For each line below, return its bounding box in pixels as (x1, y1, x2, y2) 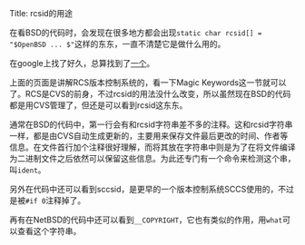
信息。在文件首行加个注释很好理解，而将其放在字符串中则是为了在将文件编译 (9, 142, 296, 152)
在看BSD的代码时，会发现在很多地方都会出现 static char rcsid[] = (9, 27, 262, 38)
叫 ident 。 (9, 164, 46, 175)
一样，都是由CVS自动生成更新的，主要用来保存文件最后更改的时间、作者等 (9, 131, 289, 141)
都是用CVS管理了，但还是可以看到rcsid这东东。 (9, 100, 188, 111)
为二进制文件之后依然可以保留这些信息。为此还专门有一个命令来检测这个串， (9, 153, 296, 163)
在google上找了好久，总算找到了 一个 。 (9, 58, 155, 68)
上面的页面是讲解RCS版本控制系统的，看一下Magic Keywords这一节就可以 (9, 77, 287, 88)
